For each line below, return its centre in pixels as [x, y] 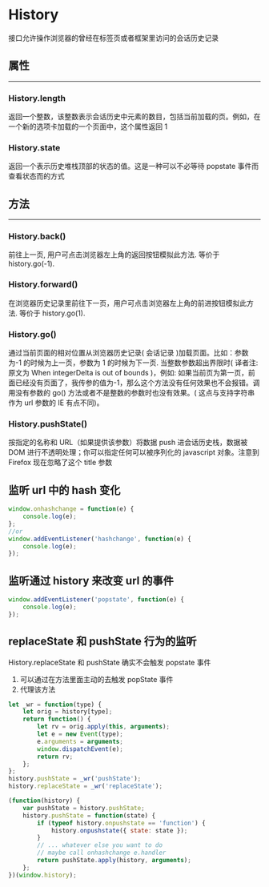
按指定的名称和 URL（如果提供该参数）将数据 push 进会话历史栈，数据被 [128, 443]
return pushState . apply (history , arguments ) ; [114, 861]
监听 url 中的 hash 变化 [64, 490]
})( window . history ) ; [43, 875]
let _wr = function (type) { [55, 704]
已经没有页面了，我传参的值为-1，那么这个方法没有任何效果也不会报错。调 [137, 383]
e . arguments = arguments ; [80, 741]
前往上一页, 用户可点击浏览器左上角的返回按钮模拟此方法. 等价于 [114, 255]
